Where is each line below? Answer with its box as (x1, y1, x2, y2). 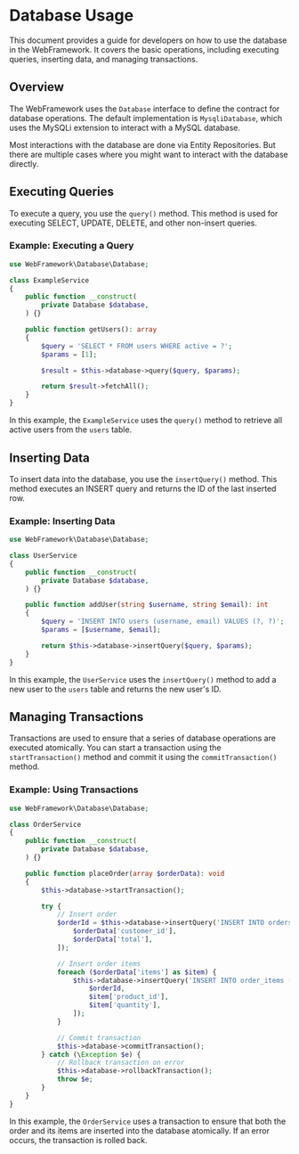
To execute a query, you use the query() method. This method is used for (9, 208, 279, 218)
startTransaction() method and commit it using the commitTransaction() (9, 752, 278, 763)
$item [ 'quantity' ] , (88, 1001, 162, 1010)
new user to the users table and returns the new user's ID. (9, 683, 222, 694)
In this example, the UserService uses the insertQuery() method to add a (9, 674, 277, 684)
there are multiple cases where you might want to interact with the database (9, 149, 288, 160)
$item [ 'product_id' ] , (88, 993, 169, 1002)
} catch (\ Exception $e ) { (41, 1050, 141, 1059)
